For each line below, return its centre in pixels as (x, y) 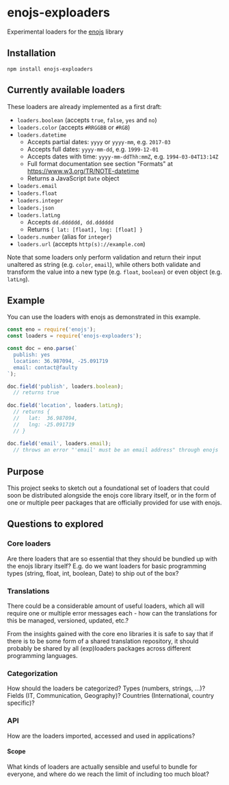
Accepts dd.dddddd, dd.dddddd (70, 222)
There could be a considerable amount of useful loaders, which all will (106, 606)
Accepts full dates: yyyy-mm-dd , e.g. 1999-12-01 (93, 149)
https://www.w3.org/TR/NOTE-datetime (83, 171)
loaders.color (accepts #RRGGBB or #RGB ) (73, 127)
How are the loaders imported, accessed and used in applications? (101, 736)
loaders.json (36, 208)
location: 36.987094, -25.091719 (61, 361)
